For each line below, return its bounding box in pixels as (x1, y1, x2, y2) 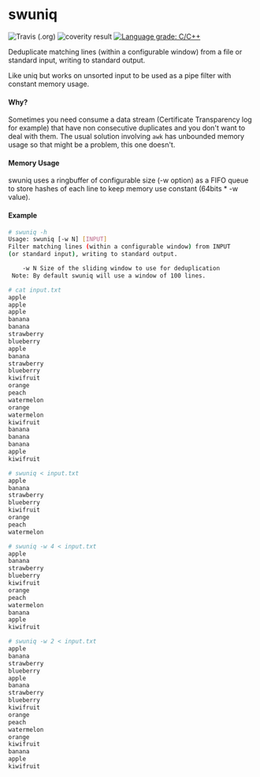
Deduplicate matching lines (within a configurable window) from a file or (8, 47, 243, 56)
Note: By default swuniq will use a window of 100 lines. (11, 271, 206, 280)
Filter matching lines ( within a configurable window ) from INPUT (8, 243, 231, 251)
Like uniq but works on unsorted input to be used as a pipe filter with (8, 70, 232, 80)
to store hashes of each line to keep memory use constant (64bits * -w (8, 184, 239, 194)
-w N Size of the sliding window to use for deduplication (22, 265, 221, 273)
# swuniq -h (8, 228, 47, 236)
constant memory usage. (8, 79, 90, 89)
